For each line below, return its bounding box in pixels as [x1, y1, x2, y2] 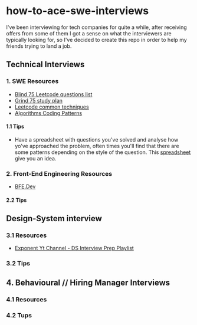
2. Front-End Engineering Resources [6, 169, 113, 178]
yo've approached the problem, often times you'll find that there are [14, 142, 179, 149]
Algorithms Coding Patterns [14, 109, 83, 116]
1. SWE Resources [6, 77, 59, 86]
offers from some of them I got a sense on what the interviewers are [6, 29, 172, 37]
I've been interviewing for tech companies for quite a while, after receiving [6, 24, 187, 31]
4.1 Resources [6, 295, 47, 303]
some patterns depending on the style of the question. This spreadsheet [14, 149, 191, 156]
